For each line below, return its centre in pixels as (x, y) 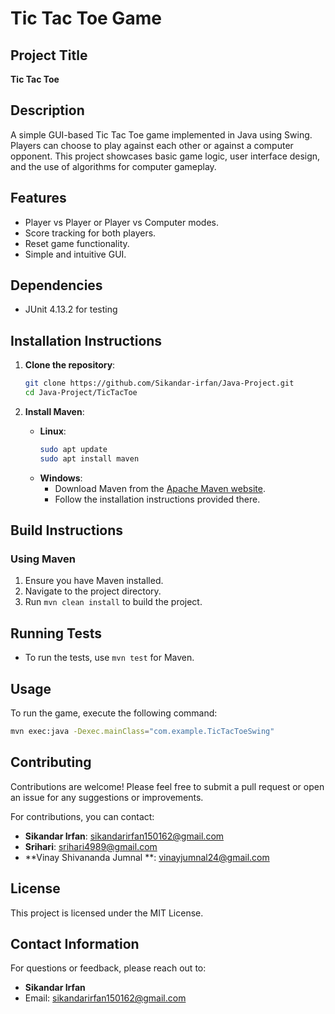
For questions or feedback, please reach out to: (108, 968)
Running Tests (56, 633)
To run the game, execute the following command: (114, 713)
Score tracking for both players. (90, 233)
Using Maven (43, 559)
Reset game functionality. (77, 243)
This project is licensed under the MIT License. (107, 913)
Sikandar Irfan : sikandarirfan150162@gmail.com (124, 836)
